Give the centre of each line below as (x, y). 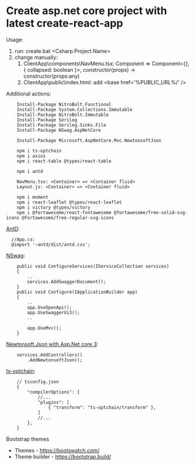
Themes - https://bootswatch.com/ (57, 450)
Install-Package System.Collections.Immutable (75, 109)
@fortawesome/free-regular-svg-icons (68, 218)
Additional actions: (28, 94)
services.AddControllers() (50, 355)
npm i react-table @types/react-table (64, 161)
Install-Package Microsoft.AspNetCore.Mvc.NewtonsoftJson (89, 140)
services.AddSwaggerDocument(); (67, 282)
